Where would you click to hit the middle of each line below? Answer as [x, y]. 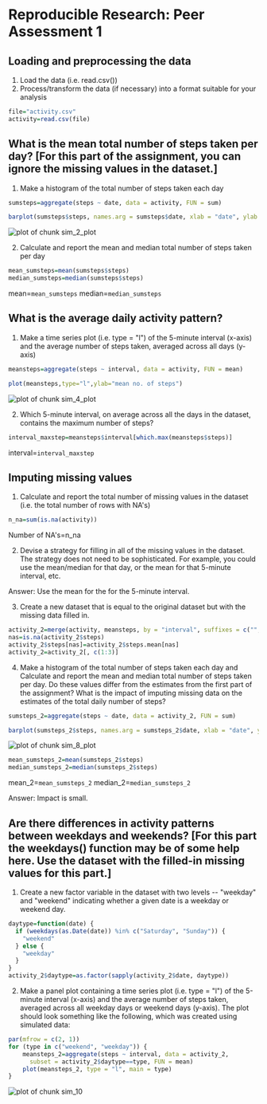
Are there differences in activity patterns [111, 823]
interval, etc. [40, 576]
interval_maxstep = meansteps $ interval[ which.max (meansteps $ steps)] [120, 437]
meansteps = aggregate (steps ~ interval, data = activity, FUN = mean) [126, 369]
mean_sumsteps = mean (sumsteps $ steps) [69, 271]
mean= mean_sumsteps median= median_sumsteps [85, 293]
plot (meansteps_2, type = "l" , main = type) [97, 1069]
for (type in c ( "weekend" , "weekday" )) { [78, 1047]
